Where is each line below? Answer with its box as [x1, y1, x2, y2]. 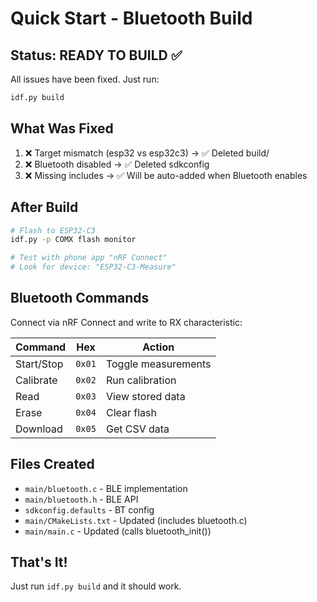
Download [15, 422, 63, 436]
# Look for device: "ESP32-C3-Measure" [10, 262, 177, 272]
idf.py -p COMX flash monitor [10, 235, 137, 245]
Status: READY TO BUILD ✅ [10, 47, 183, 64]
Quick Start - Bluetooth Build [10, 7, 253, 30]
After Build [10, 199, 79, 216]
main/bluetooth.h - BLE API [24, 493, 139, 505]
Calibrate [15, 373, 58, 387]
